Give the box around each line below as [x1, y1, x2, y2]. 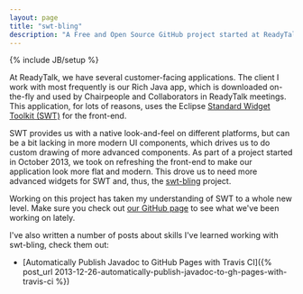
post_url [22, 267, 53, 278]
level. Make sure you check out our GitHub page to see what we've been [9, 203, 280, 214]
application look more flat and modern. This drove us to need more [9, 166, 258, 177]
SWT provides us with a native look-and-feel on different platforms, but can [9, 128, 290, 139]
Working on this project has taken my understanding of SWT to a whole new [9, 193, 293, 204]
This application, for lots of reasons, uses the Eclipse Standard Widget [9, 101, 271, 112]
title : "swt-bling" [9, 22, 83, 31]
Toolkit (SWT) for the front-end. [9, 110, 127, 122]
